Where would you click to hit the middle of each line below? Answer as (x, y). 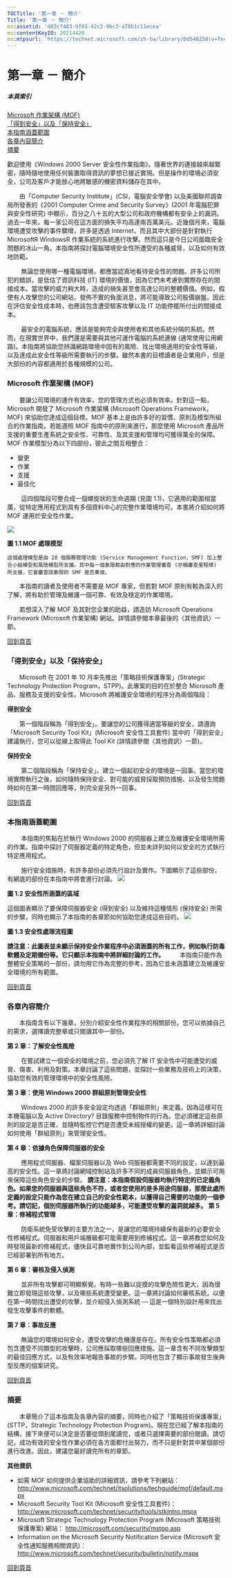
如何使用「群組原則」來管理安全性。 (59, 1133)
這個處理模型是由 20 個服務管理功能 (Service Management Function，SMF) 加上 (112, 558)
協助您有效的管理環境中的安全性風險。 (61, 1078)
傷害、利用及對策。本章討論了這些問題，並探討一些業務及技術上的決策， (122, 1070)
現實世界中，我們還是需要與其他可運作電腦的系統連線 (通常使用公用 (121, 338)
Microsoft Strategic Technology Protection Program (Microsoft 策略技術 (119, 1519)
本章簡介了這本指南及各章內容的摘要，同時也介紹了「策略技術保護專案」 (122, 1416)
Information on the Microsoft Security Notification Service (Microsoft (115, 1537)
